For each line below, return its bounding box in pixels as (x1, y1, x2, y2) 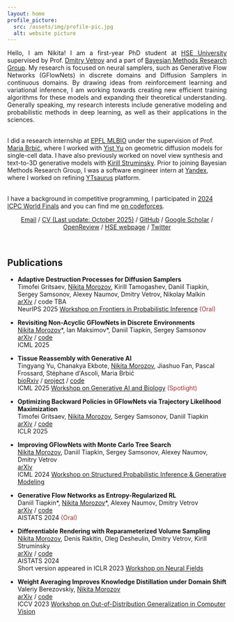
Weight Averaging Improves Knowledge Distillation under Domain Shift (17, 577, 227, 586)
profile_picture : (7, 17, 58, 24)
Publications (7, 256, 63, 269)
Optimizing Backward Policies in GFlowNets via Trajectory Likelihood (17, 397, 221, 406)
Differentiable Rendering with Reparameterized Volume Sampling (17, 527, 211, 535)
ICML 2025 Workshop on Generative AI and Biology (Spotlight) (17, 384, 198, 392)
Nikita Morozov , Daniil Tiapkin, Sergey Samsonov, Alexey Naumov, (17, 448, 208, 457)
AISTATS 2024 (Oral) (17, 514, 78, 522)
